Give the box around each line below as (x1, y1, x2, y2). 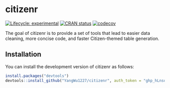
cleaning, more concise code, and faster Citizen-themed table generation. (5, 35, 159, 41)
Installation (5, 50, 41, 59)
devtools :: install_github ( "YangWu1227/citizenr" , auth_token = (5, 78, 142, 83)
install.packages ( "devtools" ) (5, 73, 69, 78)
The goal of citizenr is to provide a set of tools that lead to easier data (5, 30, 150, 36)
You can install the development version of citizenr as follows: (5, 63, 134, 69)
